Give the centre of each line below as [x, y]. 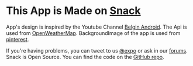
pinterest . [18, 39]
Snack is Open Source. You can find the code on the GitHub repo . [85, 57]
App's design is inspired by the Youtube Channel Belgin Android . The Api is [96, 27]
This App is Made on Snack [74, 11]
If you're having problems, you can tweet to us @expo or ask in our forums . [97, 50]
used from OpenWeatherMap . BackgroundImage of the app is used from [93, 33]
